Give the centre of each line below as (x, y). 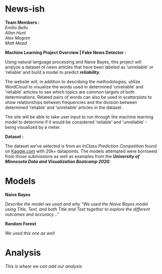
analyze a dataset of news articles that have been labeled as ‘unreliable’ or (79, 67)
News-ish (25, 9)
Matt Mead (16, 43)
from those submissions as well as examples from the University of (72, 156)
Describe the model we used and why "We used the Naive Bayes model (77, 204)
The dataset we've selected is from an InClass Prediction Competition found (81, 146)
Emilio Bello (16, 27)
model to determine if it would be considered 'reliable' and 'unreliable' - (76, 122)
